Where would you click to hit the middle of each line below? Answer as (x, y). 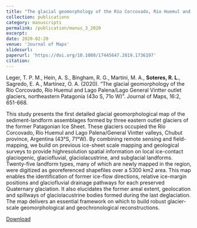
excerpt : (17, 33)
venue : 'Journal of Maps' (38, 45)
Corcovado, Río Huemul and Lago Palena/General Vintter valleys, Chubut (94, 132)
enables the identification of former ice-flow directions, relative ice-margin (96, 176)
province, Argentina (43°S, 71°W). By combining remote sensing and (89, 139)
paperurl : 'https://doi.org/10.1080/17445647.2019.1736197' (81, 55)
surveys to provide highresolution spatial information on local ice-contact (95, 151)
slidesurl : (19, 50)
